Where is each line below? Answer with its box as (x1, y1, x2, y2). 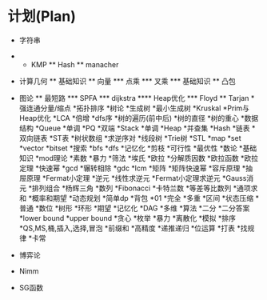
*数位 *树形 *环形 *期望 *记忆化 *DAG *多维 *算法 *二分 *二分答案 (34, 203, 250, 213)
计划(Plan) (7, 7, 77, 26)
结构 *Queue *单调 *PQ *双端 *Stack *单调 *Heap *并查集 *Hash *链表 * (18, 123, 256, 133)
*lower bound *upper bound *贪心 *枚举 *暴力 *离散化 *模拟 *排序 (18, 213, 237, 222)
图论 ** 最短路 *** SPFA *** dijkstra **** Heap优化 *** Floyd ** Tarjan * (18, 93, 255, 102)
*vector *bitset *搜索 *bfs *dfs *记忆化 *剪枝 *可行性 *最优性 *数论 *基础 (18, 143, 257, 153)
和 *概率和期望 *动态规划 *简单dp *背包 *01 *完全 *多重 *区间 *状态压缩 (18, 193, 254, 202)
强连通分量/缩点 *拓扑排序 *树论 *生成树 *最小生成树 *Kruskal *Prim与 (18, 103, 249, 113)
